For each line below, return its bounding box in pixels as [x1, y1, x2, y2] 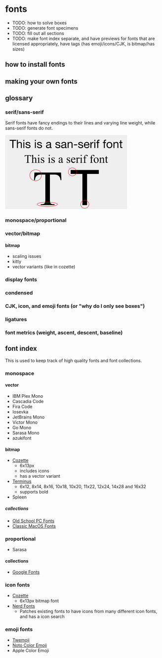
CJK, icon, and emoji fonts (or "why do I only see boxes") [5, 303, 145, 310]
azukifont [12, 435, 32, 441]
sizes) [12, 46, 25, 52]
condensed [5, 289, 33, 296]
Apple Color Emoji [12, 648, 49, 654]
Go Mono [12, 425, 32, 430]
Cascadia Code [12, 399, 44, 404]
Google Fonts [12, 569, 40, 575]
